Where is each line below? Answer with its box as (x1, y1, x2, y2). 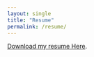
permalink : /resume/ (7, 23, 68, 30)
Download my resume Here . (7, 42, 88, 51)
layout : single (7, 10, 52, 17)
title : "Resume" (7, 17, 54, 24)
